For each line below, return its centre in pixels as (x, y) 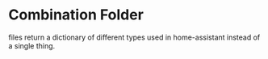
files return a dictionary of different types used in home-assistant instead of (134, 37)
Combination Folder (76, 15)
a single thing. (32, 45)
